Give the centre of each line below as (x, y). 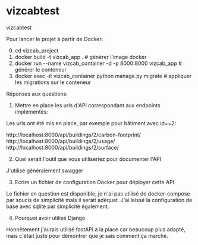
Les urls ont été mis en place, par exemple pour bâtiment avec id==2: (91, 123)
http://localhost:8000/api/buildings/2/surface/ (62, 147)
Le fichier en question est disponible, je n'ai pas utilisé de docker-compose (98, 193)
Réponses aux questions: (37, 94)
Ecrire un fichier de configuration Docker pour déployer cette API (94, 182)
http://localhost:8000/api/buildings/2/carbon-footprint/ (74, 135)
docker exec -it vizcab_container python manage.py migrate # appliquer (103, 76)
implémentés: (32, 111)
